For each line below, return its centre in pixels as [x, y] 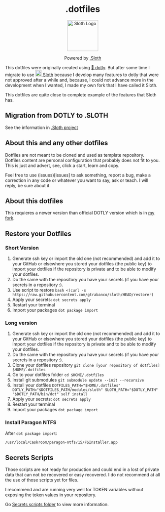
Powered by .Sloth [83, 58]
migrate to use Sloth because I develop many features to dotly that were [82, 75]
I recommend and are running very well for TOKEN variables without [74, 490]
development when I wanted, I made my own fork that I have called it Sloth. [81, 85]
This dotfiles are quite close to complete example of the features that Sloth [81, 94]
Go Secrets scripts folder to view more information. [57, 505]
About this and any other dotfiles [57, 143]
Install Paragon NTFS [31, 423]
